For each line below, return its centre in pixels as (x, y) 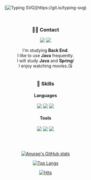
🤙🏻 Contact (45, 30)
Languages (45, 95)
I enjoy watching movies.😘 (45, 66)
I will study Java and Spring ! (45, 61)
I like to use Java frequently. (45, 56)
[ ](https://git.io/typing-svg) (45, 8)
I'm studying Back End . (45, 50)
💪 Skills (45, 84)
